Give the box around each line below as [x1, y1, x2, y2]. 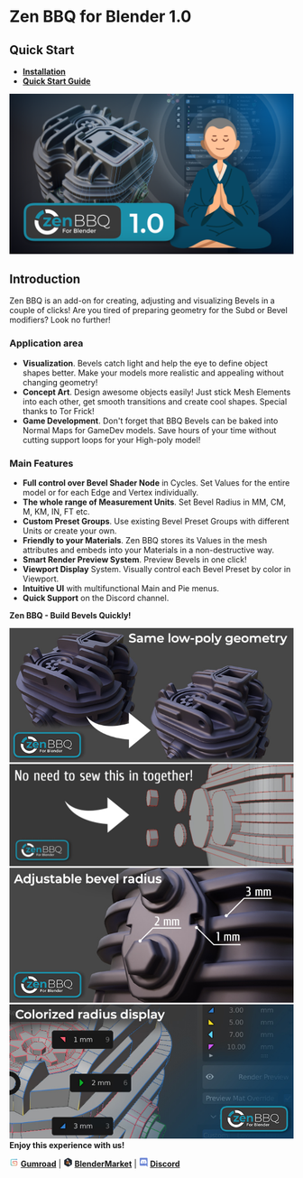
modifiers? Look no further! [9, 314, 111, 326]
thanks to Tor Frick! [22, 405, 95, 416]
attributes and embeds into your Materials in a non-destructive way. [22, 544, 275, 555]
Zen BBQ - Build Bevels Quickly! [9, 609, 132, 620]
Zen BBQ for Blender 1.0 [9, 6, 192, 27]
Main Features [9, 457, 74, 469]
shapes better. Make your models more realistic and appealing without [22, 367, 284, 378]
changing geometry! [22, 376, 98, 387]
